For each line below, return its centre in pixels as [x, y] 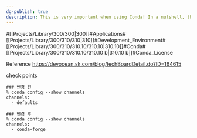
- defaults [25, 102]
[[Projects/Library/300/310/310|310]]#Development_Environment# [86, 40]
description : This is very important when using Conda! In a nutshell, [95, 17]
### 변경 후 [19, 114]
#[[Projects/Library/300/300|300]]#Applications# [66, 33]
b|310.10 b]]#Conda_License [139, 52]
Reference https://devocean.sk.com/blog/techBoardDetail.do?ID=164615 [94, 64]
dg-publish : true [27, 11]
